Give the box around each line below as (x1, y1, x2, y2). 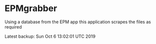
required (4, 24, 22, 29)
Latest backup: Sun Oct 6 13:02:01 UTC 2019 (4, 33, 96, 39)
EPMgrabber (4, 3, 57, 14)
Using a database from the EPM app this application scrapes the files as (4, 19, 151, 25)
